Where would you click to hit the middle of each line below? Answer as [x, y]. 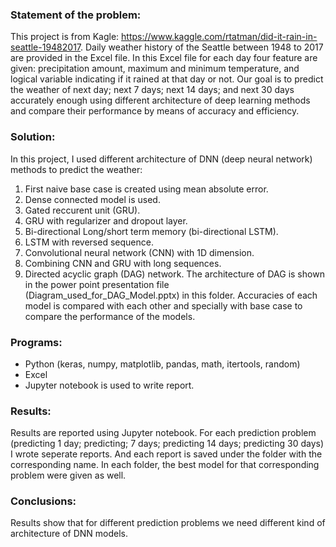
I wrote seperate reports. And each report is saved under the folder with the [166, 454]
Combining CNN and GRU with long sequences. [123, 263]
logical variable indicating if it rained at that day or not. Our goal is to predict [167, 79]
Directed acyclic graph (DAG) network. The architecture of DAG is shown [174, 274]
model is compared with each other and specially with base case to [163, 305]
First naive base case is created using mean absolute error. [146, 189]
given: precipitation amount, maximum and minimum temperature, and [155, 69]
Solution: [33, 137]
